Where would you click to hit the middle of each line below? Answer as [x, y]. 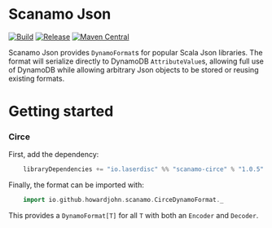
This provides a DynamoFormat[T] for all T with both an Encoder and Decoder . [134, 216]
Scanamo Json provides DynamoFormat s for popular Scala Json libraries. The [136, 52]
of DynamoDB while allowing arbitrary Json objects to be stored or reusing [134, 69]
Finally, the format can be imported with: [76, 185]
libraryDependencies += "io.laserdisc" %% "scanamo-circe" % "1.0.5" [144, 169]
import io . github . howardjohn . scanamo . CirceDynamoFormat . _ [123, 200]
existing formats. [37, 78]
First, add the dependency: [54, 155]
